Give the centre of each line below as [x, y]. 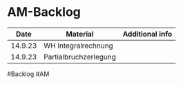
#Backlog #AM [28, 74]
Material [80, 34]
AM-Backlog [44, 12]
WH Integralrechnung [79, 46]
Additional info [147, 34]
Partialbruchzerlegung [80, 57]
